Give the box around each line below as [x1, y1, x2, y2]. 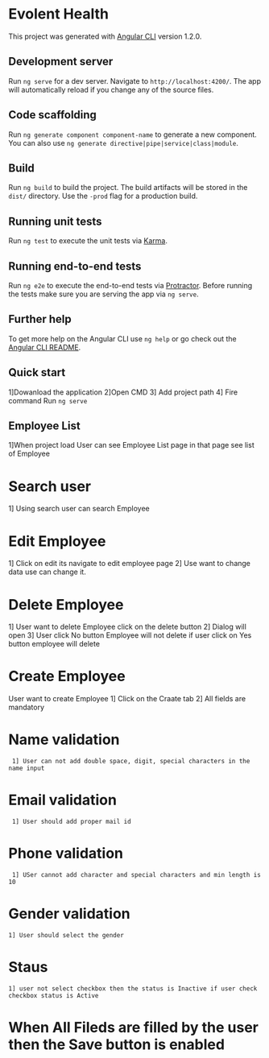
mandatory [8, 702, 45, 713]
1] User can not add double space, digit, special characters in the [11, 758, 250, 766]
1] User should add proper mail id [11, 818, 131, 826]
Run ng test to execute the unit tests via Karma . [8, 236, 168, 246]
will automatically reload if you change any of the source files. [8, 85, 214, 94]
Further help [8, 312, 72, 326]
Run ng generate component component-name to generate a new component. [8, 130, 258, 139]
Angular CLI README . [8, 342, 81, 352]
